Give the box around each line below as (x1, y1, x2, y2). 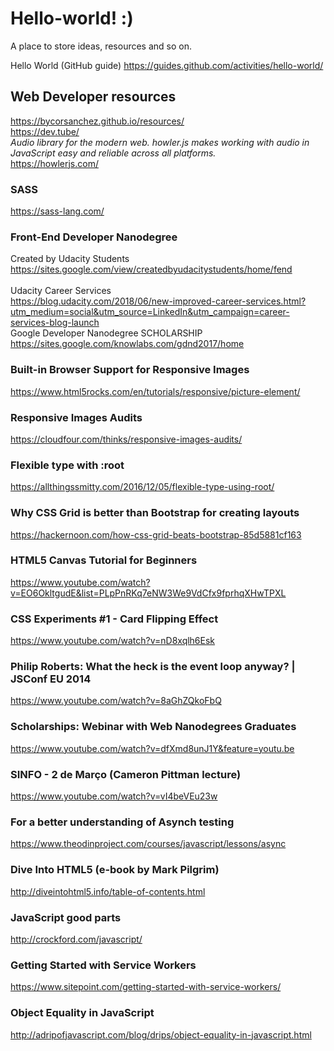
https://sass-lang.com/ (10, 205, 105, 217)
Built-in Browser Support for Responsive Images (10, 363, 250, 377)
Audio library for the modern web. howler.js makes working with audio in (10, 136, 310, 148)
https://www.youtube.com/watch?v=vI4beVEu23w (10, 790, 218, 802)
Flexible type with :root (10, 458, 125, 472)
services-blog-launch (10, 317, 100, 329)
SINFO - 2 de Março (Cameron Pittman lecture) (10, 767, 242, 781)
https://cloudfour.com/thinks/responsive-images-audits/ (10, 433, 243, 445)
